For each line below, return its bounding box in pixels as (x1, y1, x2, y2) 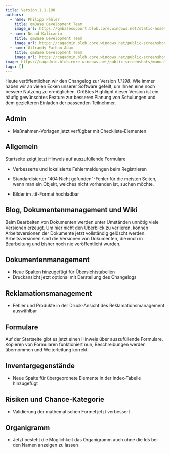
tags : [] (5, 64, 24, 69)
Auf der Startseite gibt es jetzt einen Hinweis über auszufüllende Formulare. (5, 336, 163, 342)
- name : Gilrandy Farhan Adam (10, 45, 73, 50)
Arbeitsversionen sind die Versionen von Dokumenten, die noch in (5, 235, 143, 241)
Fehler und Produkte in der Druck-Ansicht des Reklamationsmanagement (12, 303, 165, 309)
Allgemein (5, 143, 38, 151)
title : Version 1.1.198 (5, 7, 56, 13)
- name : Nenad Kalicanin (10, 31, 62, 36)
